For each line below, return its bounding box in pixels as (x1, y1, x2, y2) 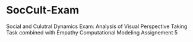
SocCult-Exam (6, 3, 80, 17)
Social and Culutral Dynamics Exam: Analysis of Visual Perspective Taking (6, 23, 188, 30)
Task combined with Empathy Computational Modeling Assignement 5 (6, 29, 178, 36)
